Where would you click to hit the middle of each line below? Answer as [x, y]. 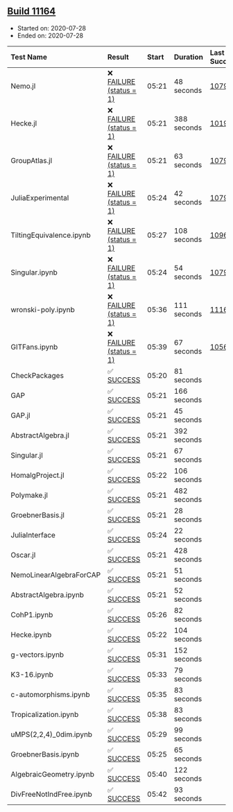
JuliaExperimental [40, 198]
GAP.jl [20, 415]
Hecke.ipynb [31, 634]
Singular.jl [27, 455]
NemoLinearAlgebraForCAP [56, 575]
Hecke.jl [24, 123]
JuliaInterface [33, 535]
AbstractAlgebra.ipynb [48, 594]
